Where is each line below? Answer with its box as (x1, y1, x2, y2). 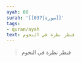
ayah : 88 (6, 9, 29, 15)
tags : (6, 20, 20, 26)
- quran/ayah (6, 26, 40, 33)
